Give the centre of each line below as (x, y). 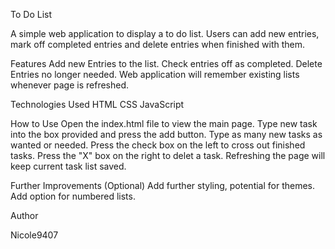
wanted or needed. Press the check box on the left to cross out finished (158, 145)
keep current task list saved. (68, 166)
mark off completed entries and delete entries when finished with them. (157, 44)
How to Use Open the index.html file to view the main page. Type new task (164, 123)
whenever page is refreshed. (70, 85)
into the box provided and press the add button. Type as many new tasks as (166, 134)
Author (24, 215)
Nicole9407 (34, 235)
